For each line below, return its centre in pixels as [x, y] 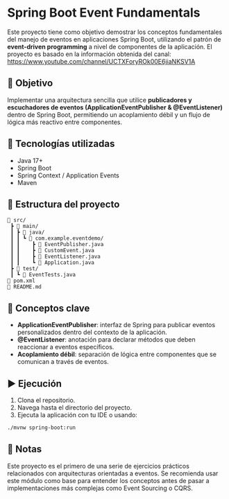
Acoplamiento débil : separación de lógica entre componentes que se [117, 354]
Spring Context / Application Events [68, 175]
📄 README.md [24, 287]
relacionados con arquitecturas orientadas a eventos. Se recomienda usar [113, 473]
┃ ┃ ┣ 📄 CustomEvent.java [52, 251]
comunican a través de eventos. [63, 362]
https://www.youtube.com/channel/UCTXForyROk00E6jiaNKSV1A [101, 61]
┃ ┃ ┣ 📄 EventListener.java [55, 257]
